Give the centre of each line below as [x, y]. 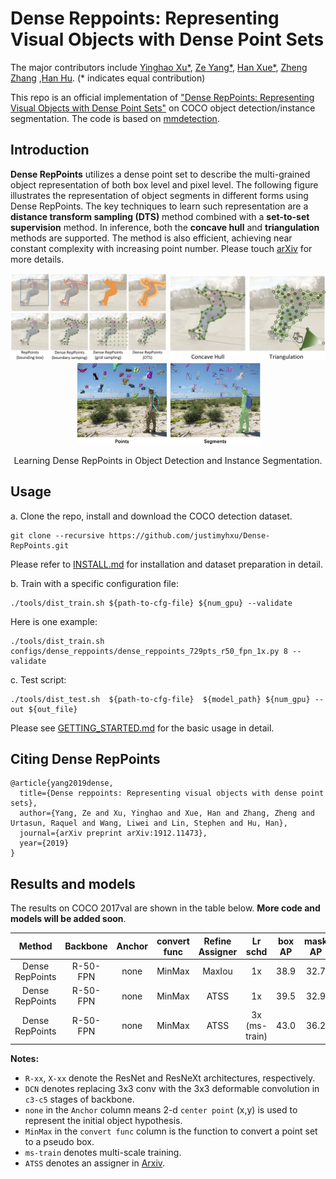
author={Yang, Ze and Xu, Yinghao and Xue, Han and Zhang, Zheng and [167, 813]
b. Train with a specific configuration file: [94, 583]
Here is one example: [54, 621]
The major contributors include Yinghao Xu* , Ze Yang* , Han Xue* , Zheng [159, 67]
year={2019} [44, 843]
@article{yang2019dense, [62, 783]
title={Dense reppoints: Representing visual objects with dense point [172, 793]
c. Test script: [38, 679]
